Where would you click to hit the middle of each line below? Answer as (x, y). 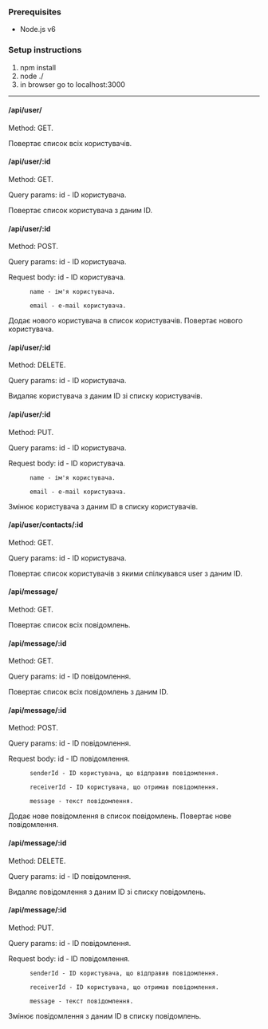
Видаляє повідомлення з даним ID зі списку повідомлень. (107, 892)
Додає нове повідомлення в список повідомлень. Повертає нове (120, 816)
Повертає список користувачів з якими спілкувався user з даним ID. (126, 573)
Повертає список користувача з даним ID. (81, 210)
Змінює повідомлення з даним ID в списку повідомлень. (105, 1015)
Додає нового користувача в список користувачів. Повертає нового (126, 321)
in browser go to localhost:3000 (73, 84)
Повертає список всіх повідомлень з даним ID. (89, 692)
